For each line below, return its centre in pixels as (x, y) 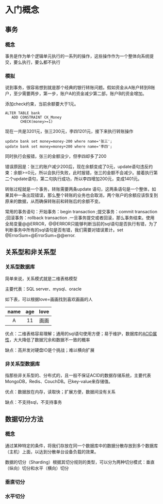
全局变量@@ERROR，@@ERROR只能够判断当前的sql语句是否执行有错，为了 (81, 224)
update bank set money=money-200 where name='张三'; (59, 142)
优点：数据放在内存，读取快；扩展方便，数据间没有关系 (60, 392)
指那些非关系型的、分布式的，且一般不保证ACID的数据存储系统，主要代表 (78, 375)
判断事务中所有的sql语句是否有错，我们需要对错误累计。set (64, 230)
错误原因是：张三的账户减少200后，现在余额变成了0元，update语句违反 (77, 167)
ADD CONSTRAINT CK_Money (37, 117)
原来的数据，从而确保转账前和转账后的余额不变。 (54, 201)
